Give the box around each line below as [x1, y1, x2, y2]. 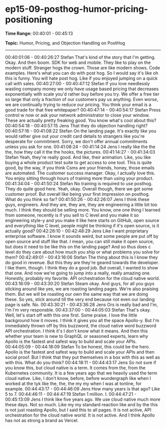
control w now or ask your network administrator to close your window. [5, 112, 150, 118]
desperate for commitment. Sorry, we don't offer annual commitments [5, 138, 148, 144]
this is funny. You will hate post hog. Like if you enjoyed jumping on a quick [5, 75, 158, 81]
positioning [5, 14, 53, 25]
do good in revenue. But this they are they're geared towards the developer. [5, 259, 160, 266]
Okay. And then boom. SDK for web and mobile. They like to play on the [5, 59, 151, 65]
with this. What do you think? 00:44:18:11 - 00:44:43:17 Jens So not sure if [5, 359, 157, 365]
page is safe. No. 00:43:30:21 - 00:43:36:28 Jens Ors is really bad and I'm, [5, 301, 158, 308]
